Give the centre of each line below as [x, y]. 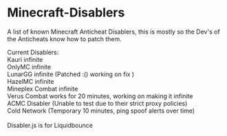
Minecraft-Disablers [66, 13]
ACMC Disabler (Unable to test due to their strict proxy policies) [97, 103]
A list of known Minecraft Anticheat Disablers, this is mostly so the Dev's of [113, 32]
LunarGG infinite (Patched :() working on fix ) [71, 74]
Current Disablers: [33, 52]
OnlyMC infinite [29, 67]
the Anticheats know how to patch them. [64, 38]
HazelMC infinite [31, 81]
